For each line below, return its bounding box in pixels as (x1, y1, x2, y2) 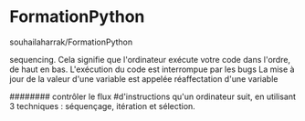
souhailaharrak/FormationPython (9, 36, 133, 47)
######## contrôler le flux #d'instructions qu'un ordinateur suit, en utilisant (9, 91, 297, 102)
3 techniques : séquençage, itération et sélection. (9, 100, 196, 111)
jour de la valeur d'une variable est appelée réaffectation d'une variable (9, 73, 279, 84)
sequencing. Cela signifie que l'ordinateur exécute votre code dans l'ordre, (9, 54, 290, 65)
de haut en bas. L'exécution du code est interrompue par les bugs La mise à (9, 64, 295, 75)
